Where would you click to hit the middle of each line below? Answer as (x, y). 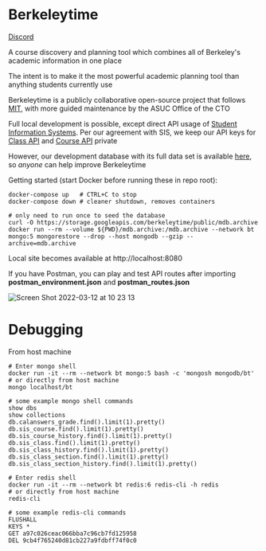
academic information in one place (65, 61)
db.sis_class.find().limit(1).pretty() (74, 443)
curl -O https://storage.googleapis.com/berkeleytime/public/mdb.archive (133, 222)
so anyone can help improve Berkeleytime (77, 164)
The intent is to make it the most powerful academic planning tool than (124, 76)
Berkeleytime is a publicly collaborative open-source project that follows (127, 100)
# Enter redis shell (43, 478)
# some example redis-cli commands (67, 512)
